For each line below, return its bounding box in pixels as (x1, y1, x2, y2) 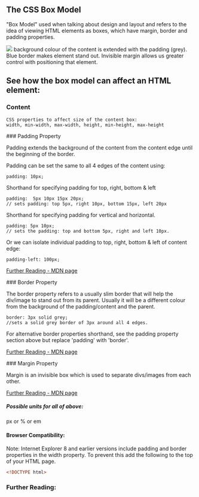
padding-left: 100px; (6, 257, 60, 263)
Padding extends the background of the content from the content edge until (6, 144, 193, 151)
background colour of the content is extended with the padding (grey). (13, 45, 187, 53)
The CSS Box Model (6, 5, 81, 15)
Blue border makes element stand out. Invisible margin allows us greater (6, 52, 184, 59)
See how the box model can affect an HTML (6, 76, 172, 86)
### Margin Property (6, 359, 58, 367)
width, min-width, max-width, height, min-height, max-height (6, 122, 164, 128)
